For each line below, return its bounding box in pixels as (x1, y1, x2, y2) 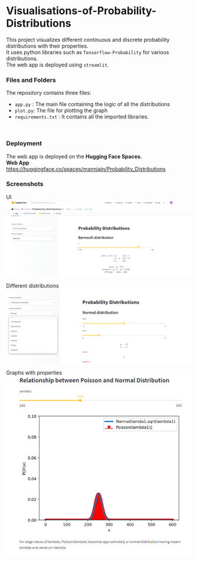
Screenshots (6, 180, 44, 188)
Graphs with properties (6, 369, 63, 376)
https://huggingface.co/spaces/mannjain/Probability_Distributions (6, 165, 166, 172)
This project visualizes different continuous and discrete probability (6, 36, 170, 43)
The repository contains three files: (6, 90, 91, 97)
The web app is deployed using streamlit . (6, 61, 109, 68)
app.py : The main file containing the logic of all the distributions (14, 101, 170, 108)
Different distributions (6, 282, 59, 289)
